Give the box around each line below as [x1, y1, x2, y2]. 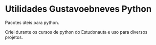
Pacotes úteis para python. [5, 20, 60, 25]
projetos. [5, 34, 23, 40]
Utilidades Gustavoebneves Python [5, 3, 152, 15]
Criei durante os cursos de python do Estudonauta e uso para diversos [5, 29, 148, 35]
